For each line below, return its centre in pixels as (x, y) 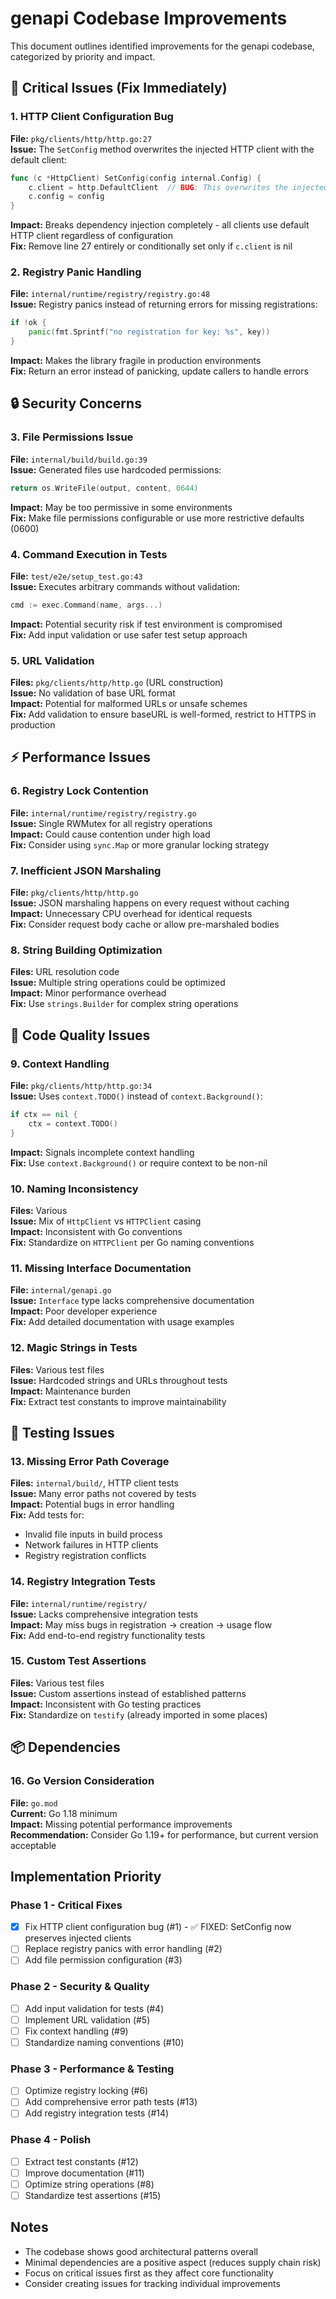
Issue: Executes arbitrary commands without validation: (125, 586)
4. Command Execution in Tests (89, 554)
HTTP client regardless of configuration (91, 236)
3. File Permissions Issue (72, 437)
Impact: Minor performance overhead (88, 993)
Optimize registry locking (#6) (86, 2091)
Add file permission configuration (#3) (103, 1960)
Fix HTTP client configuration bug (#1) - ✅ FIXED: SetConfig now (158, 1927)
